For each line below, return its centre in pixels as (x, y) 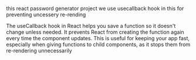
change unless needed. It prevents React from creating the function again (95, 32)
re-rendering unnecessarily (39, 51)
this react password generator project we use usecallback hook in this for (95, 8)
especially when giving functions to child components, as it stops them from (98, 44)
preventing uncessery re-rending (46, 15)
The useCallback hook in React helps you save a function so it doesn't (91, 26)
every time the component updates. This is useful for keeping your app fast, (98, 38)
